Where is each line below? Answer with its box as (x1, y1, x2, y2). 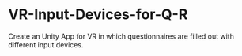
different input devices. (8, 39, 84, 49)
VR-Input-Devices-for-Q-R (8, 6, 188, 24)
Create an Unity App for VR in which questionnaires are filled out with (8, 32, 235, 41)
